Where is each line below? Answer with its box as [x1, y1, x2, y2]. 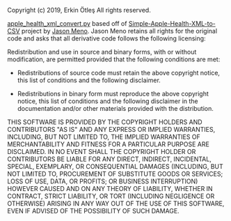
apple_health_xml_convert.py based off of [7, 20, 127, 27]
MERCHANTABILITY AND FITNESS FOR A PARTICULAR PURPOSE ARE [7, 140, 210, 148]
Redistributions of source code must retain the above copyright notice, [17, 69, 221, 77]
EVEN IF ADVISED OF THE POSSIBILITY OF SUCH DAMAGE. [7, 207, 180, 215]
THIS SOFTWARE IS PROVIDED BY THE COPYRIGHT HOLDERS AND [7, 118, 203, 126]
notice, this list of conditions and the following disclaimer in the [17, 97, 198, 105]
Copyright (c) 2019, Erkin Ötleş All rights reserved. [7, 6, 151, 14]
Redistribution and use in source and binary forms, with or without [7, 48, 197, 56]
